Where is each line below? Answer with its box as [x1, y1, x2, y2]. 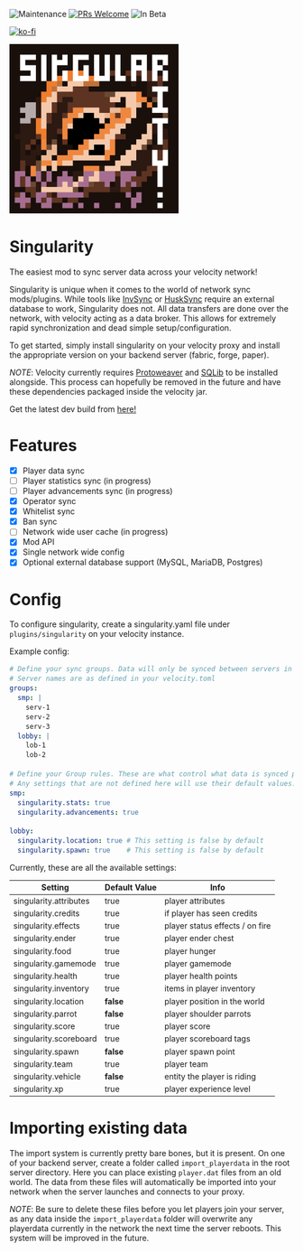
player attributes [164, 895, 225, 906]
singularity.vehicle [13, 1071, 81, 1082]
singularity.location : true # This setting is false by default [17, 836, 264, 846]
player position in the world [164, 995, 265, 1006]
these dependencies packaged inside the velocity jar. [9, 386, 207, 397]
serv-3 [25, 722, 50, 731]
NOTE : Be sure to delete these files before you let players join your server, [9, 1203, 285, 1214]
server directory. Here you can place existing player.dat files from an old [9, 1166, 282, 1178]
